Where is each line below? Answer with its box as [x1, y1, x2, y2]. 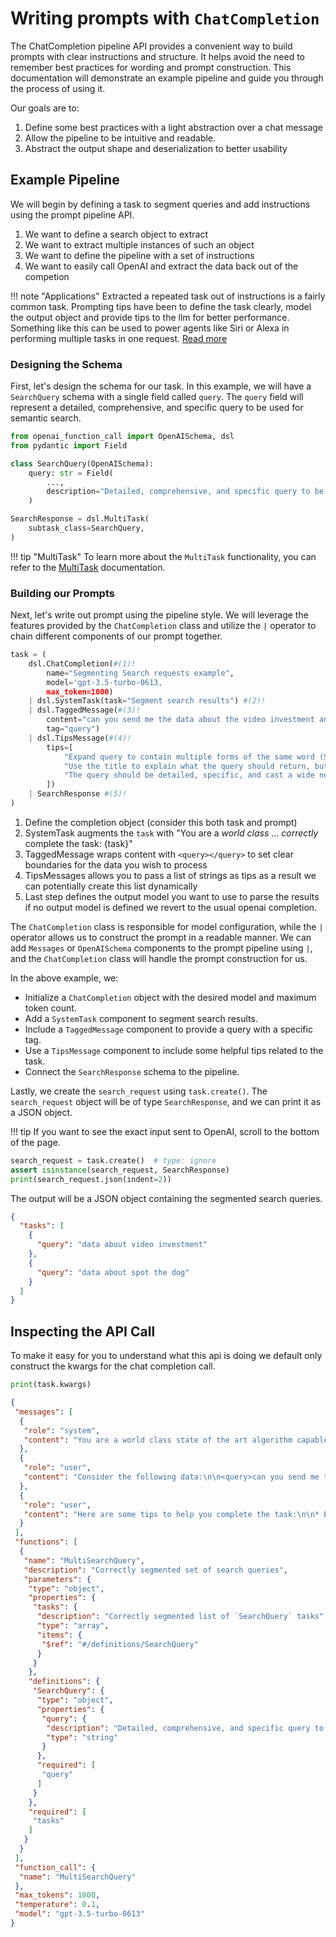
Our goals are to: [10, 102, 80, 114]
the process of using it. [10, 82, 106, 94]
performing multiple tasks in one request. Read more [10, 332, 228, 344]
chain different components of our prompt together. [10, 630, 223, 642]
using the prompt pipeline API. [10, 208, 135, 221]
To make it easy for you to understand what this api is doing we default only [10, 1350, 323, 1362]
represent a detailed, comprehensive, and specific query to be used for [10, 402, 304, 414]
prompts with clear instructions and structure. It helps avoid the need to [10, 50, 306, 62]
